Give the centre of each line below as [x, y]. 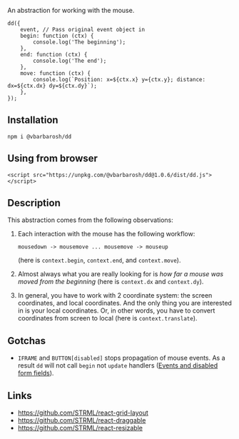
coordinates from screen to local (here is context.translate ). [107, 318]
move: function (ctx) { [56, 74]
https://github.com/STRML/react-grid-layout [83, 413]
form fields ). [36, 373]
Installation [33, 120]
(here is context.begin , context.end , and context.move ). [99, 261]
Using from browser [53, 159]
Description [34, 203]
